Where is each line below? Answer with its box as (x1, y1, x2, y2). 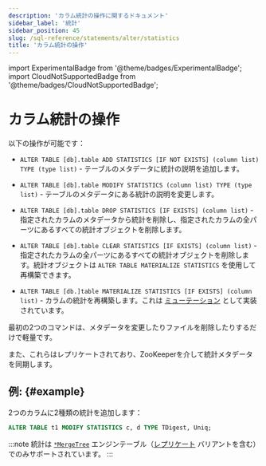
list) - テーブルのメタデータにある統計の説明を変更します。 (19, 189, 219, 199)
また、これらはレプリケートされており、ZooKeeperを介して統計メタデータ (8, 349, 253, 359)
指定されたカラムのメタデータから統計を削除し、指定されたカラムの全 (19, 215, 250, 224)
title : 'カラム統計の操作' (8, 41, 88, 49)
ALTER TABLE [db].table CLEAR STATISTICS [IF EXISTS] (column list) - (19, 241, 257, 251)
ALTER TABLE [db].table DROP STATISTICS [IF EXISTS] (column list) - (19, 205, 254, 215)
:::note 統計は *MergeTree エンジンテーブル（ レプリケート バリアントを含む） (8, 439, 257, 448)
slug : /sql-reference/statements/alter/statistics (8, 34, 180, 42)
